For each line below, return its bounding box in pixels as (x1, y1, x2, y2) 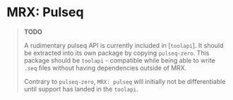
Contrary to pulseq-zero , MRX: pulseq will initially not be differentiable (23, 77, 226, 85)
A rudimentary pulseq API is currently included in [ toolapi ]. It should (23, 41, 224, 49)
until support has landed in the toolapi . (23, 85, 138, 93)
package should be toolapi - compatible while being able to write (23, 56, 216, 64)
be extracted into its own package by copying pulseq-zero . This (23, 49, 210, 57)
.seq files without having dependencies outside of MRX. (23, 63, 187, 72)
